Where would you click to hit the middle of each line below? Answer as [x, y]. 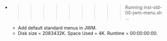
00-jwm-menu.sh [143, 13]
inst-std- [153, 7]
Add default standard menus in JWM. [57, 28]
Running [134, 7]
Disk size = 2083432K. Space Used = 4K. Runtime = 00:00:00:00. [88, 33]
